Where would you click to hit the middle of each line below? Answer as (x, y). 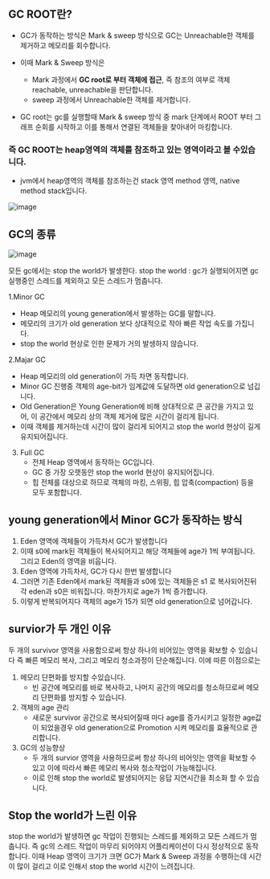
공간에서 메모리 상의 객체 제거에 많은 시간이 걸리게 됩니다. (129, 416)
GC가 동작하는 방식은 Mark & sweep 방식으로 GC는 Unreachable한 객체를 (137, 35)
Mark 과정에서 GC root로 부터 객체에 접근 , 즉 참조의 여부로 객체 (131, 80)
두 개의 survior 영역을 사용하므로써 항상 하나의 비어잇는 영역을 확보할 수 (144, 758)
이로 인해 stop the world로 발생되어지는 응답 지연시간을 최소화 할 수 (138, 778)
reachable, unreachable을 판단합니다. (93, 89)
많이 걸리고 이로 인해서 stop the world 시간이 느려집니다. (106, 866)
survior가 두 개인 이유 (60, 629)
